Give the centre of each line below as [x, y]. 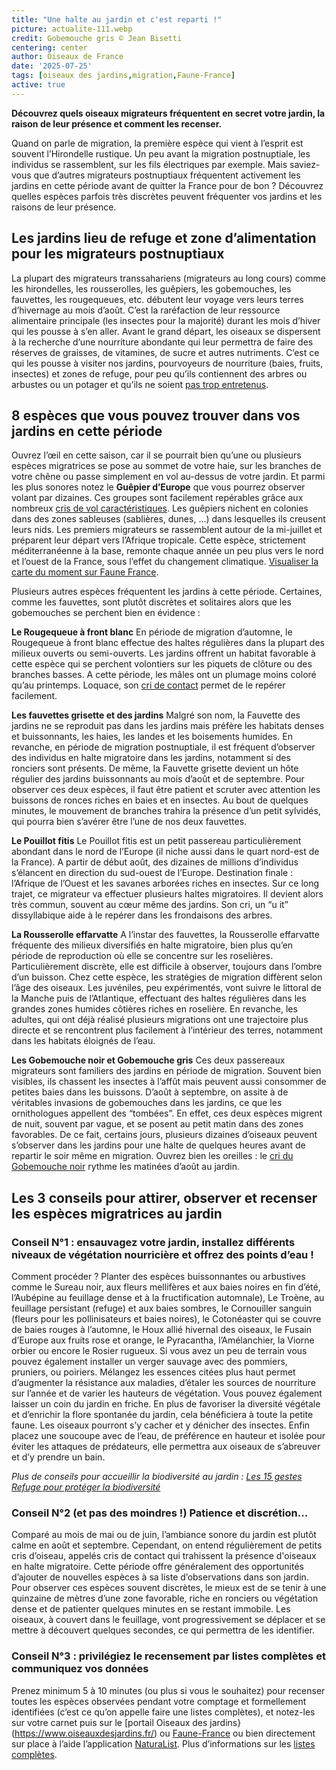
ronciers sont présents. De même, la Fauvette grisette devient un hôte [155, 768]
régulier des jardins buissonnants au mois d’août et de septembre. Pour [158, 779]
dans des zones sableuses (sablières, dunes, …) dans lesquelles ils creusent [168, 519]
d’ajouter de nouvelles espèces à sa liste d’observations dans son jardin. [160, 1577]
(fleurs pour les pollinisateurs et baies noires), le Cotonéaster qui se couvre [166, 1319]
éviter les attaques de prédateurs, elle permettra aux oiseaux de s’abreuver [166, 1447]
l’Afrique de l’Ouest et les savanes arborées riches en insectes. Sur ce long [165, 883]
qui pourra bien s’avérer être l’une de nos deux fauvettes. [129, 822]
